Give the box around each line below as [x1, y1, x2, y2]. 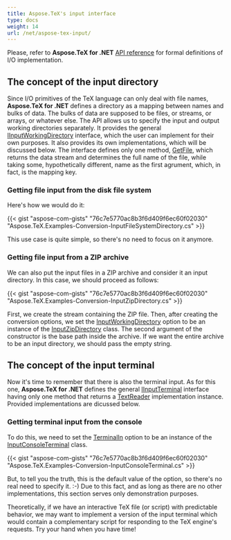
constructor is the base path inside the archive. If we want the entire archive [7, 332, 224, 340]
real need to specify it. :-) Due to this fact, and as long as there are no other [7, 482, 223, 490]
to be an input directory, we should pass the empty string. [7, 339, 172, 347]
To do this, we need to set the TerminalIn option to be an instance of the [7, 433, 212, 441]
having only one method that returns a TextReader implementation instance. [7, 392, 223, 401]
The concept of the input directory [7, 76, 159, 87]
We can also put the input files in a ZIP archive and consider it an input [7, 268, 208, 277]
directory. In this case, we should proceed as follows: [7, 275, 159, 284]
